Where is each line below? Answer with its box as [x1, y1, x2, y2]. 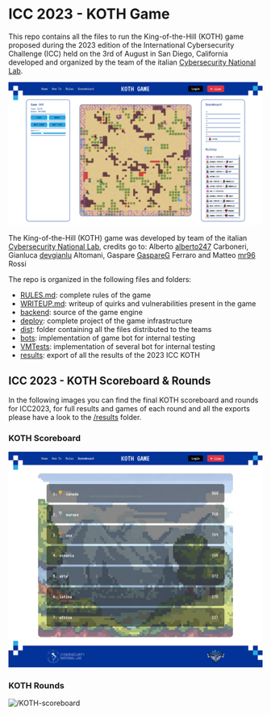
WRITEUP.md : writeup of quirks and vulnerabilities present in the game [19, 299, 256, 309]
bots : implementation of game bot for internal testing [19, 333, 196, 343]
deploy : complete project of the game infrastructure [19, 316, 193, 326]
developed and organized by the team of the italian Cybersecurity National [8, 57, 256, 67]
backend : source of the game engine [19, 308, 144, 318]
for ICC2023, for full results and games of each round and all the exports [8, 404, 250, 414]
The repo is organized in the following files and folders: [8, 275, 192, 284]
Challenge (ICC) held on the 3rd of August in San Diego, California [8, 48, 228, 58]
